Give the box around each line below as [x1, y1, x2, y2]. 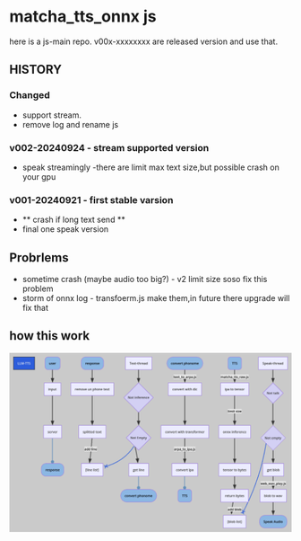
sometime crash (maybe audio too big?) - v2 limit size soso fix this [21, 274, 268, 285]
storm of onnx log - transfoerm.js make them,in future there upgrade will [21, 293, 290, 304]
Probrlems [9, 250, 69, 265]
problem [21, 283, 54, 294]
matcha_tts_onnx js [9, 6, 157, 27]
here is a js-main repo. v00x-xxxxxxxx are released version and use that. [9, 36, 279, 47]
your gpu [21, 171, 56, 182]
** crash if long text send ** [21, 214, 125, 226]
